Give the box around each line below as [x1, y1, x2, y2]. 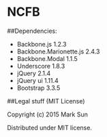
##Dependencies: [7, 27, 57, 35]
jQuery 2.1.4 [16, 69, 51, 77]
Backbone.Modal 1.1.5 [16, 54, 78, 62]
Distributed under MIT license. [7, 123, 92, 132]
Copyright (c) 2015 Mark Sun [7, 110, 89, 119]
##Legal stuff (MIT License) [7, 97, 85, 105]
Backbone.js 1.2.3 [16, 40, 67, 48]
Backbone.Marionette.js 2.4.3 [16, 47, 100, 55]
